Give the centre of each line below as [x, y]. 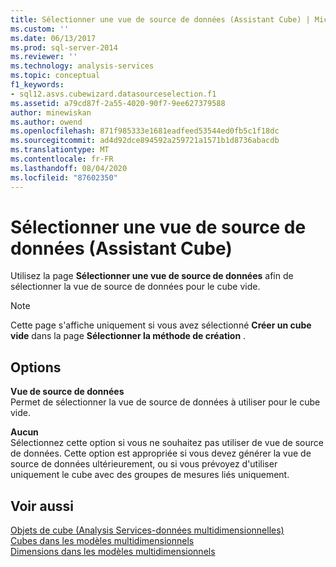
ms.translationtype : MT [60, 150]
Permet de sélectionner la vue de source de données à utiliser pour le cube [165, 402]
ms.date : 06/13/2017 [53, 38]
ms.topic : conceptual [55, 76]
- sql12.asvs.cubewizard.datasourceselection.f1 [113, 94]
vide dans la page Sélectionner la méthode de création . [128, 336]
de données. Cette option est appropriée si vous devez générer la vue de [161, 453]
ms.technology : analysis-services [82, 66]
